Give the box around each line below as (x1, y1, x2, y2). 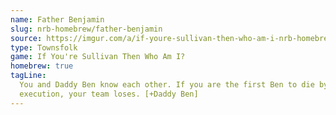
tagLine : (10, 71, 47, 81)
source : (10, 33, 43, 43)
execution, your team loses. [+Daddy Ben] (19, 89, 199, 99)
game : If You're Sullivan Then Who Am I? (10, 52, 186, 62)
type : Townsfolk (10, 42, 78, 53)
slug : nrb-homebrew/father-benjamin (10, 24, 163, 34)
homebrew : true (10, 61, 74, 71)
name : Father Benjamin (10, 14, 105, 25)
